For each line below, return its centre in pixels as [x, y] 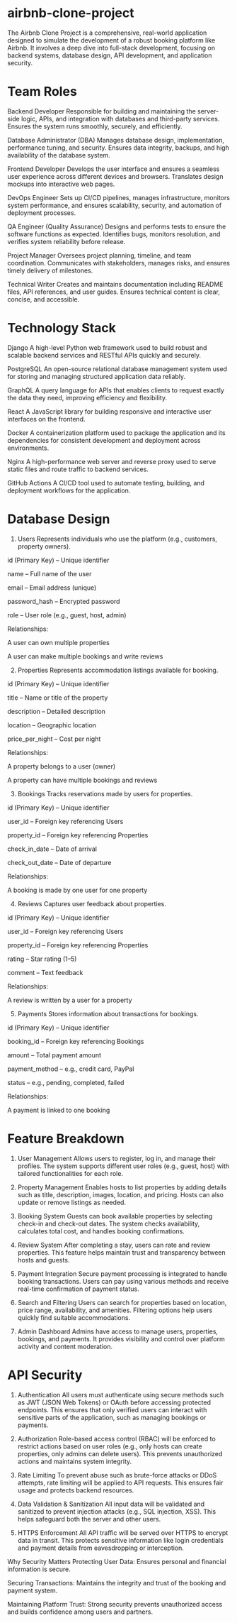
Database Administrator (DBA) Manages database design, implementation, [116, 140]
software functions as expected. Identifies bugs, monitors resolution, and [114, 234]
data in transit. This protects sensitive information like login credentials [121, 1540]
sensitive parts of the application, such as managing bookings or [112, 1417]
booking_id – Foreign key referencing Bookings [76, 1041]
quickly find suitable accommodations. [74, 1317]
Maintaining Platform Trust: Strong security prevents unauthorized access [115, 1604]
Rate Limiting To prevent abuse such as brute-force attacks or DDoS [117, 1475]
